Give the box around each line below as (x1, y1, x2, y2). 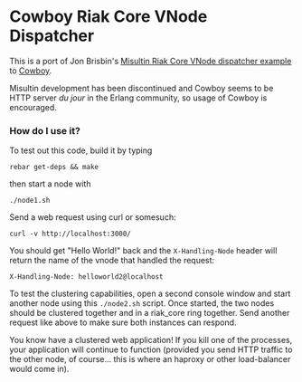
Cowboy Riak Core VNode (9, 6, 208, 27)
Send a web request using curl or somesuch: (9, 212, 176, 223)
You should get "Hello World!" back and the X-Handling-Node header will (9, 245, 278, 256)
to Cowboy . (9, 65, 52, 76)
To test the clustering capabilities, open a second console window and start (9, 288, 291, 300)
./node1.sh (9, 196, 51, 205)
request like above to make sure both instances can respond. (9, 317, 237, 328)
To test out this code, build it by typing (9, 145, 153, 156)
